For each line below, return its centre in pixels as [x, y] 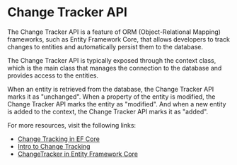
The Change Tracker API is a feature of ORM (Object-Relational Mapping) [114, 32]
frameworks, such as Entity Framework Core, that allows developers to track [118, 39]
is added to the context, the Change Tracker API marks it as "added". [108, 111]
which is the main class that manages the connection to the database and [115, 68]
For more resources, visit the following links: [72, 125]
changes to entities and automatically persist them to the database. [105, 47]
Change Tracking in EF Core [59, 139]
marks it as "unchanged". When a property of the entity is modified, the [111, 97]
